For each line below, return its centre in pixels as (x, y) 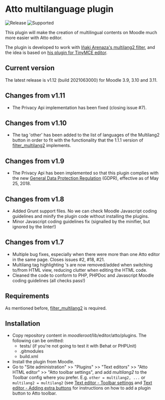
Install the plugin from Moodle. (43, 362)
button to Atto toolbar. (34, 393)
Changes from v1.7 (34, 242)
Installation (23, 324)
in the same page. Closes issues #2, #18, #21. (58, 259)
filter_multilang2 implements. (42, 146)
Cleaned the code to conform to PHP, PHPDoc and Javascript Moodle (83, 275)
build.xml (29, 356)
